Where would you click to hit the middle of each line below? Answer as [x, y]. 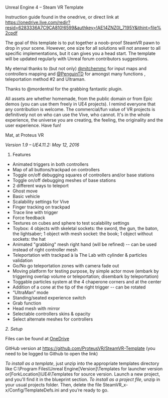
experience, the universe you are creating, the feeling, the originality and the [84, 120]
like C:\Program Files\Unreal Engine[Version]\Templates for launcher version [84, 369]
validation [23, 260]
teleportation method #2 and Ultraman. [46, 79]
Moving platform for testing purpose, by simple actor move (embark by [86, 271]
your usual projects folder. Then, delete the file [53, 385]
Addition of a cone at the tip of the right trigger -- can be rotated [79, 287]
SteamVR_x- [115, 385]
